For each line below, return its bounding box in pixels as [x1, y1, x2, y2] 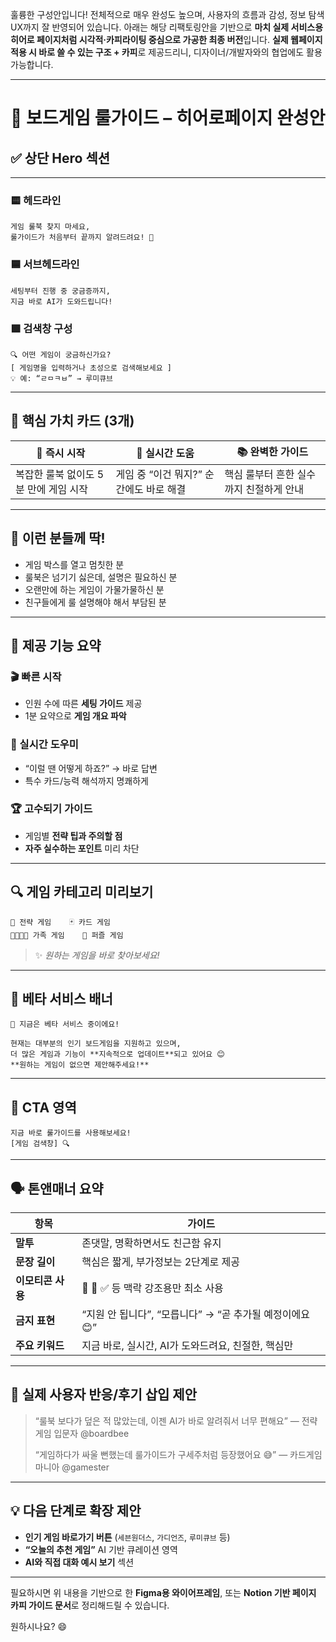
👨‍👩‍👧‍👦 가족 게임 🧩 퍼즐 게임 [10, 930, 124, 940]
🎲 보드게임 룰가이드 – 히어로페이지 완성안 [10, 107, 326, 130]
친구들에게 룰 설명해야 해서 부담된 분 [24, 596, 167, 608]
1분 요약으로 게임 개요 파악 [24, 710, 127, 722]
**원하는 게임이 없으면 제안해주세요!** [10, 1060, 150, 1070]
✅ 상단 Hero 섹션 [10, 149, 111, 167]
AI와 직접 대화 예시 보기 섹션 [24, 1556, 135, 1568]
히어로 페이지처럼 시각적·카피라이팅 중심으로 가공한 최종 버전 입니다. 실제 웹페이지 [10, 34, 323, 45]
